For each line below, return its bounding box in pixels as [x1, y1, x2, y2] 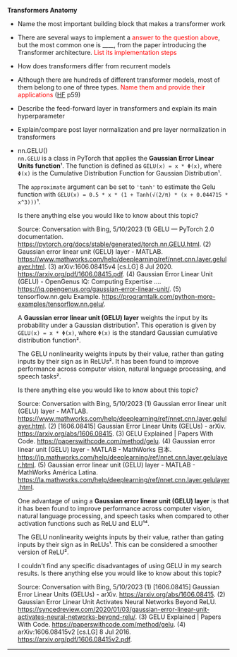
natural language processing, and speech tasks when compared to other [17, 512, 229, 520]
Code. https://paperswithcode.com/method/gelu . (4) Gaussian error [17, 437, 216, 445]
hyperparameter [17, 112, 65, 120]
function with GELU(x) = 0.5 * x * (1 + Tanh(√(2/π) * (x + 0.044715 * [17, 190, 229, 198]
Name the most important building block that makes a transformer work [17, 20, 226, 27]
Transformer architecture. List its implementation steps [17, 49, 178, 56]
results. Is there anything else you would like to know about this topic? [17, 569, 222, 577]
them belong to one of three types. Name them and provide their [17, 83, 206, 91]
